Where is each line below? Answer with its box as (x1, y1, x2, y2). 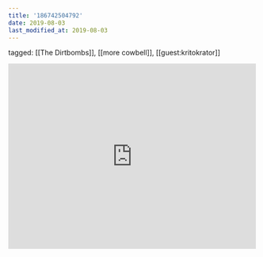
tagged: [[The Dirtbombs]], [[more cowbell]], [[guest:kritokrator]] (8, 48, 220, 58)
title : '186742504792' (8, 11, 83, 20)
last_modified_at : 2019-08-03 (8, 26, 109, 34)
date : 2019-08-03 (8, 19, 66, 27)
